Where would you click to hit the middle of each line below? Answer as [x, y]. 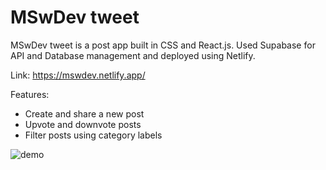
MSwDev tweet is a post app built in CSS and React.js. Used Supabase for [163, 45]
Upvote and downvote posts [83, 124]
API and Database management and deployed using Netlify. [133, 55]
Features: [30, 94]
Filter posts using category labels [93, 135]
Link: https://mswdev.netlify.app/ [78, 75]
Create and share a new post [84, 113]
